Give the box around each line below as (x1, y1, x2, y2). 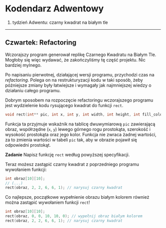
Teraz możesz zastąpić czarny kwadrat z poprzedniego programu (5, 161, 139, 167)
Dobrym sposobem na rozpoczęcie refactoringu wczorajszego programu (5, 97, 154, 103)
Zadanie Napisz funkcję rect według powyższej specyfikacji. (5, 152, 130, 158)
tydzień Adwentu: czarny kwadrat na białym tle (12, 19, 108, 25)
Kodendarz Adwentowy (5, 3, 104, 14)
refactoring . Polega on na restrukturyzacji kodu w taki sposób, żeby (5, 77, 143, 83)
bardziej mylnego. (5, 62, 42, 68)
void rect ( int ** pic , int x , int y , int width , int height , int (5, 112, 140, 117)
